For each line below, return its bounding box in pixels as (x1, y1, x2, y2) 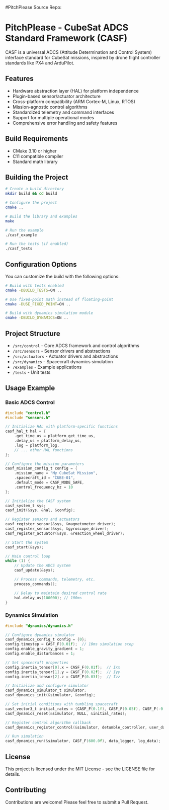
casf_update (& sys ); (14, 568, 55, 573)
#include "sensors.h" (5, 415, 51, 420)
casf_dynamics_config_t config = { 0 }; (5, 637, 87, 642)
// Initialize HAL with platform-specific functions (5, 424, 118, 429)
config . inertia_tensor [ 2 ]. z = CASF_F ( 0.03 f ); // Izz (5, 674, 121, 679)
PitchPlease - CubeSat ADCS (5, 22, 129, 33)
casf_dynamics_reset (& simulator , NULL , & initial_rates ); (5, 711, 127, 716)
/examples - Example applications (12, 364, 82, 370)
